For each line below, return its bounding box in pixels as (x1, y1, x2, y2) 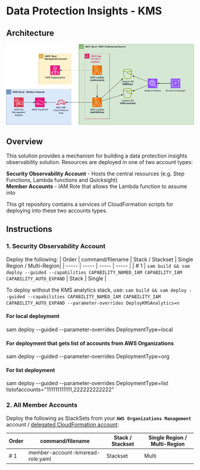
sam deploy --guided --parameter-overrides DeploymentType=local (6, 326, 173, 333)
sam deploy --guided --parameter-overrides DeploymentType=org (6, 353, 170, 360)
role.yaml (29, 455, 52, 463)
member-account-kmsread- (29, 449, 101, 456)
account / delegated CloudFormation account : (6, 420, 119, 428)
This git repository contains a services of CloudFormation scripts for (6, 201, 174, 208)
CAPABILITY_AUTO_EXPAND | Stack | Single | (6, 274, 107, 282)
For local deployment (6, 313, 60, 320)
